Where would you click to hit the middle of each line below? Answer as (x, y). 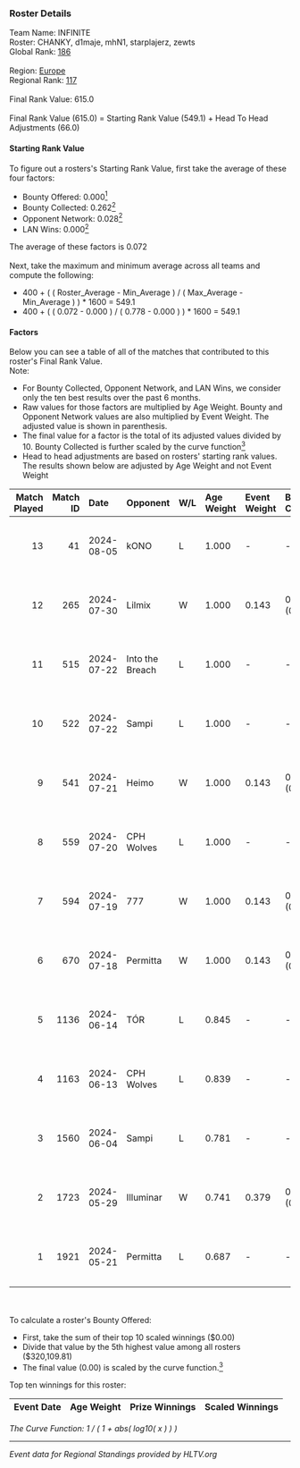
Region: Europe (37, 71)
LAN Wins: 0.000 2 (55, 229)
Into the (142, 658)
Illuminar (144, 1197)
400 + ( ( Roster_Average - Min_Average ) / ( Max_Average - (133, 292)
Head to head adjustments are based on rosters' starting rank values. (150, 456)
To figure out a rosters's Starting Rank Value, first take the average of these (148, 168)
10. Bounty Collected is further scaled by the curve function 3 (133, 446)
